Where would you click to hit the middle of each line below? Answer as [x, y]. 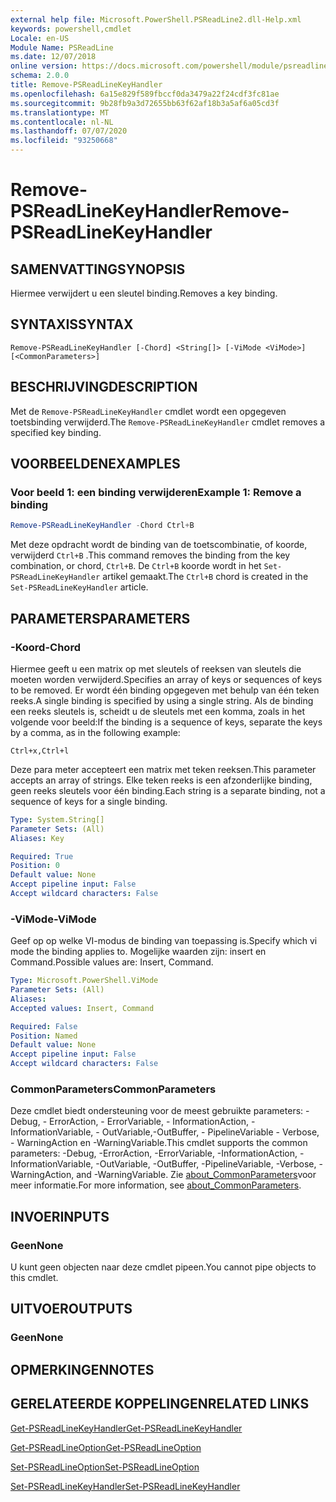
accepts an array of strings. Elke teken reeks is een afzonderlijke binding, [161, 780]
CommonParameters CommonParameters [113, 1089]
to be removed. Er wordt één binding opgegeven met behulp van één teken [165, 690]
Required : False [44, 1026]
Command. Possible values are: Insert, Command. [112, 962]
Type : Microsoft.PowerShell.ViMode [84, 981]
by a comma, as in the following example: [95, 732]
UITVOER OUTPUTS [71, 1309]
